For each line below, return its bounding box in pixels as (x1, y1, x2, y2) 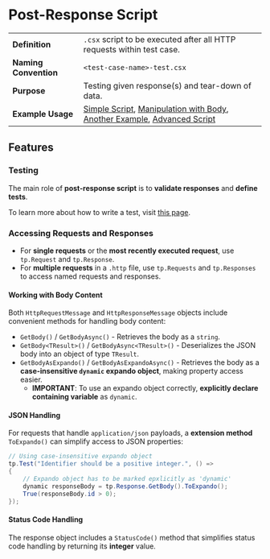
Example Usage (12, 108, 74, 119)
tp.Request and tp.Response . (19, 254, 115, 263)
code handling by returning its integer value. (8, 541, 157, 551)
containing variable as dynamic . (31, 392, 137, 402)
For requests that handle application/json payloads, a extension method (8, 429, 253, 438)
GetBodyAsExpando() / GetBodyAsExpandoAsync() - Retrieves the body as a (19, 358, 260, 367)
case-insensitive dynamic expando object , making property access (19, 366, 243, 376)
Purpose (12, 85, 46, 96)
